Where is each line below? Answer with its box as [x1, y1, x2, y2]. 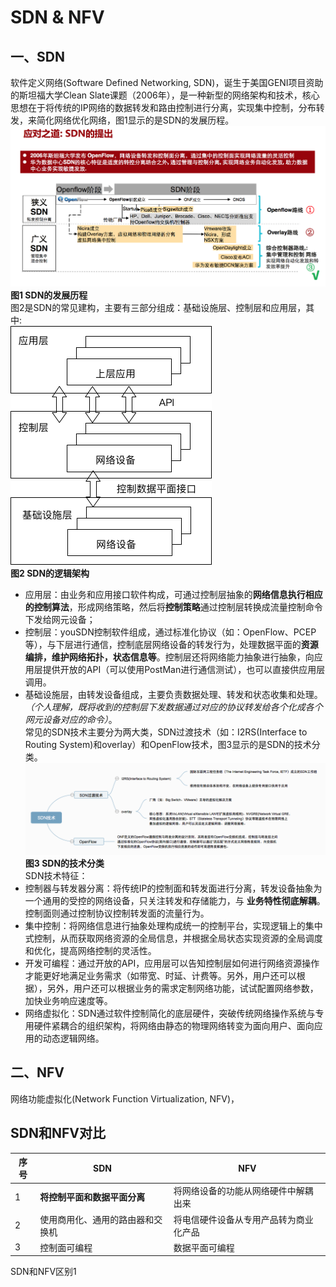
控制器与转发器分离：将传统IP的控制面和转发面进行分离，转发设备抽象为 [24, 882, 323, 894]
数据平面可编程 [173, 1241, 235, 1253]
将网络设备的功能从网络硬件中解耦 [173, 1185, 314, 1197]
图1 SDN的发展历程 [10, 289, 88, 301]
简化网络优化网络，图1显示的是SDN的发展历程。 [36, 114, 235, 126]
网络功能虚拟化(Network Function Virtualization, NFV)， [10, 1092, 240, 1105]
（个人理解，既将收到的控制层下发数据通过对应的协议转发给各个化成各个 [24, 701, 323, 713]
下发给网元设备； [24, 613, 96, 625]
